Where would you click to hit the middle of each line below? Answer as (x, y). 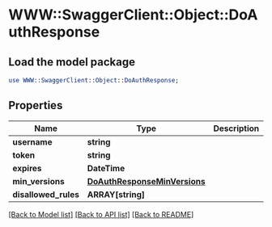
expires (27, 168)
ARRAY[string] (116, 194)
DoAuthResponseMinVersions (146, 181)
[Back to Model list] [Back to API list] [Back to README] (101, 214)
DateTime (106, 168)
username (32, 141)
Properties (36, 105)
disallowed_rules (46, 194)
